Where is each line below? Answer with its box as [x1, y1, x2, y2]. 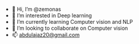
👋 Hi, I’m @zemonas [11, 6, 61, 12]
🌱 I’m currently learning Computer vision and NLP [11, 18, 134, 25]
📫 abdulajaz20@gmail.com [11, 32, 80, 38]
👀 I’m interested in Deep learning [11, 12, 92, 19]
